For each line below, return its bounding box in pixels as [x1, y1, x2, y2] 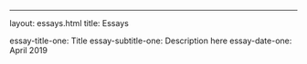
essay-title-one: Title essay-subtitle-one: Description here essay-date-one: [9, 35, 292, 46]
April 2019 [9, 45, 48, 55]
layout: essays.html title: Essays [9, 18, 130, 28]
